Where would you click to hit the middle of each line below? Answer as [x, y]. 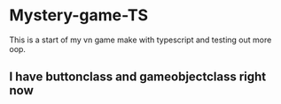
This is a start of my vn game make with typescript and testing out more [140, 40]
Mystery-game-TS [79, 15]
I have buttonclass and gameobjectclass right [138, 77]
